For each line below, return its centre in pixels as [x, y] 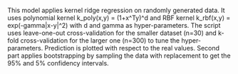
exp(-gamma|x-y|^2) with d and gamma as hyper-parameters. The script [114, 25]
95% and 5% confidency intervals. [58, 63]
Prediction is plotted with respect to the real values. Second [132, 48]
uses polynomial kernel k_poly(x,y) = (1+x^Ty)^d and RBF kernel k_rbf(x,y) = [119, 18]
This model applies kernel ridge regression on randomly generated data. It [117, 10]
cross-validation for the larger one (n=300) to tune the [100, 41]
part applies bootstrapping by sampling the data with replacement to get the [119, 55]
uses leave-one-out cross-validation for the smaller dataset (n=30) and [112, 33]
